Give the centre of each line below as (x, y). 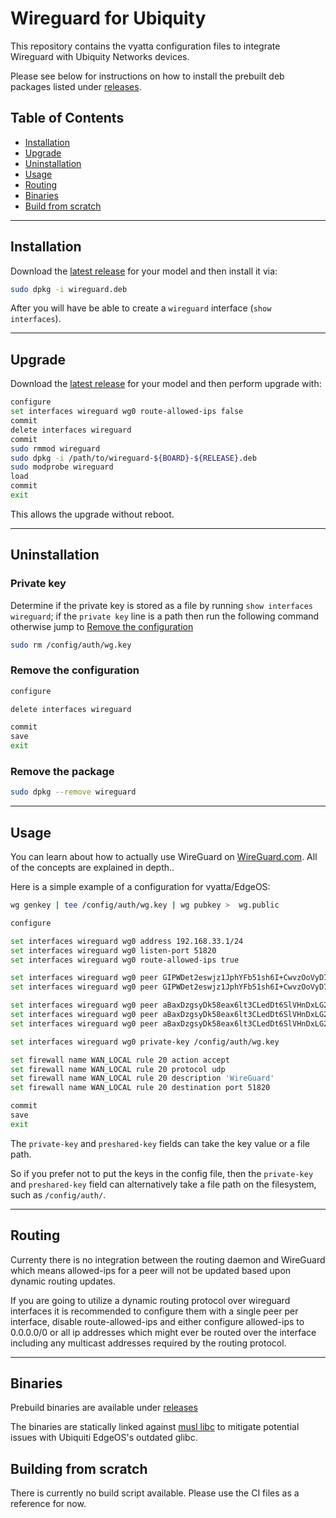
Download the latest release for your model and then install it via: (144, 271)
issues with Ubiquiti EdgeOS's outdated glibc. (104, 1438)
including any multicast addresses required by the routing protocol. (148, 1343)
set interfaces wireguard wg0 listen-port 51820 (113, 950)
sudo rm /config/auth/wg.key (71, 645)
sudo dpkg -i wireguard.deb (69, 289)
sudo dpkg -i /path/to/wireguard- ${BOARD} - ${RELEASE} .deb (133, 458)
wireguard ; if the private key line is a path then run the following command (165, 616)
